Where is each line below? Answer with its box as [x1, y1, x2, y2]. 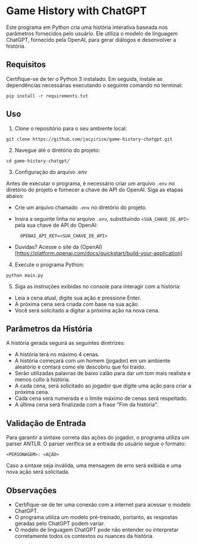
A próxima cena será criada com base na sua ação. [14, 300, 140, 308]
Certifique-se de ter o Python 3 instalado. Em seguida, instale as [6, 75, 163, 82]
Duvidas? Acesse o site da [14, 243, 80, 250]
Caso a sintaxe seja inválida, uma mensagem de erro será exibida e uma [6, 462, 182, 469]
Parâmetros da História [6, 324, 93, 334]
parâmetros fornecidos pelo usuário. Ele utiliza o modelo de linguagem [6, 30, 178, 37]
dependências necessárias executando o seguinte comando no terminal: [6, 82, 183, 89]
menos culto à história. [14, 376, 71, 383]
